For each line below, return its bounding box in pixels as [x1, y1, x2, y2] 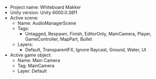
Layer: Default [17, 68, 47, 74]
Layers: [17, 41, 33, 47]
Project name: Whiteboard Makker [10, 4, 82, 10]
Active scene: [10, 15, 39, 20]
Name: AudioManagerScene [17, 20, 76, 26]
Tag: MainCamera [17, 62, 54, 68]
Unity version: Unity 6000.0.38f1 [10, 9, 77, 15]
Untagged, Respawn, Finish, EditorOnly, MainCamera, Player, [25, 31, 152, 36]
